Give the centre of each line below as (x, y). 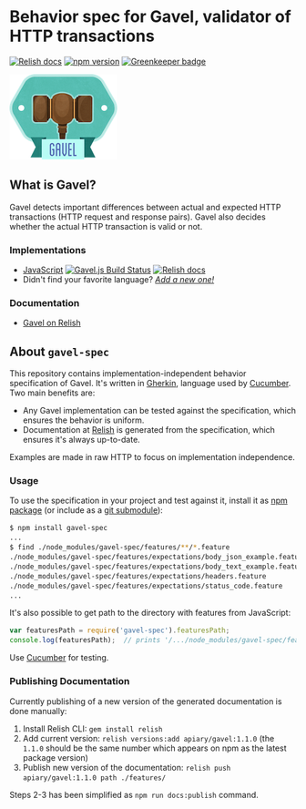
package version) (56, 757)
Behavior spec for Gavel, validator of (150, 17)
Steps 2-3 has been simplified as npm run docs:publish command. (134, 794)
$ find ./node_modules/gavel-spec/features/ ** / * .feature (120, 548)
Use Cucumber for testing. (59, 658)
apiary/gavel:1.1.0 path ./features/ (94, 778)
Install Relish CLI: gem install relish (92, 728)
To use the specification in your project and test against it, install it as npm (149, 501)
